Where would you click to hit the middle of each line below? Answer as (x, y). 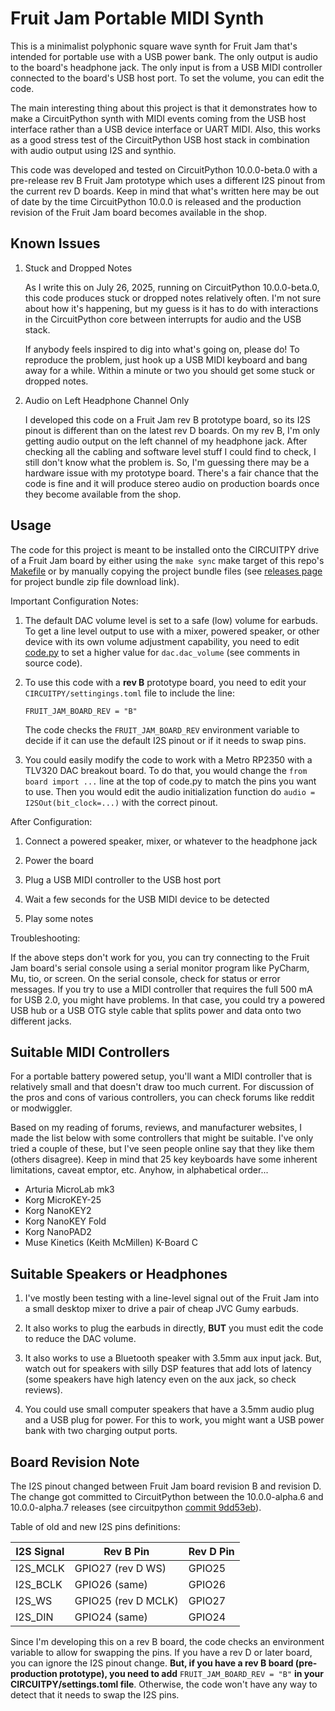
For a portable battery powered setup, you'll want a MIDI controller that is (161, 1076)
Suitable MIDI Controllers (90, 1052)
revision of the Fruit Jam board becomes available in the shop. (139, 212)
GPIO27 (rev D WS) (120, 1568)
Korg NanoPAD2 (58, 1232)
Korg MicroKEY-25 (63, 1200)
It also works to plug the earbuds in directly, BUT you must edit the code (174, 1328)
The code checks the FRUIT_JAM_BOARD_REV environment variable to (162, 729)
